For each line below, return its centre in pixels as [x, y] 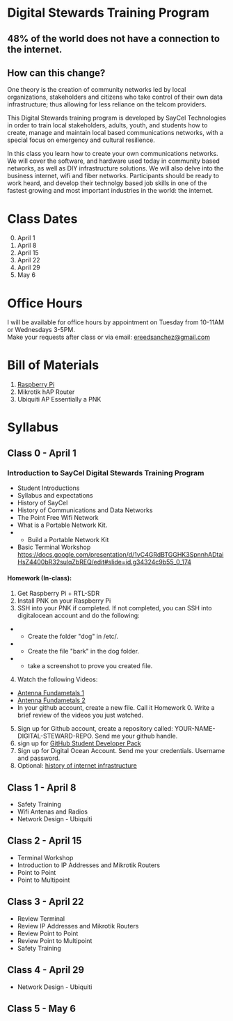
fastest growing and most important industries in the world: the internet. [110, 191]
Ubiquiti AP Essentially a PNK [59, 399]
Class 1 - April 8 [42, 787]
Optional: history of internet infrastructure [77, 766]
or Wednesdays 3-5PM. [41, 330]
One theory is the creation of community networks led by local [97, 90]
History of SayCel [42, 503]
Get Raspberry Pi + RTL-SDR [58, 594]
